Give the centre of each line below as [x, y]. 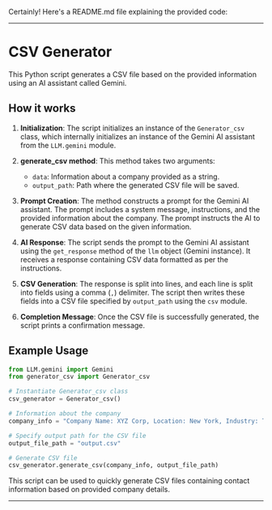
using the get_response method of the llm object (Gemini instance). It [135, 251]
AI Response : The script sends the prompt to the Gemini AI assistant [134, 242]
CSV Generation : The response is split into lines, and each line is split [136, 283]
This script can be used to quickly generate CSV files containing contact [129, 481]
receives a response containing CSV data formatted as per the [124, 259]
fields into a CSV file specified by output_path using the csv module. [134, 301]
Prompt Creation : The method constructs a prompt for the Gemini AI [134, 201]
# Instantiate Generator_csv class [68, 392]
